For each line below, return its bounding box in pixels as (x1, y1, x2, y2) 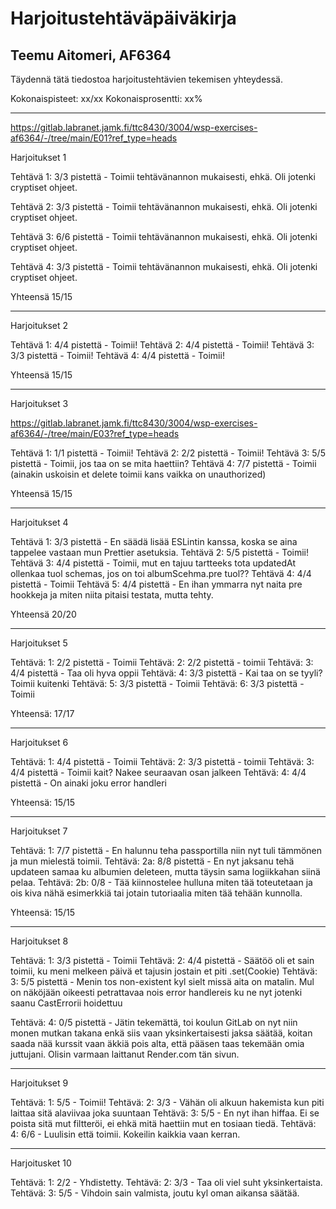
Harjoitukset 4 (10, 517, 69, 528)
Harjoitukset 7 (10, 825, 68, 837)
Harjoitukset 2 (10, 320, 69, 331)
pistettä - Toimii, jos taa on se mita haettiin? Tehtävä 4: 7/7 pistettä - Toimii (10, 458, 317, 469)
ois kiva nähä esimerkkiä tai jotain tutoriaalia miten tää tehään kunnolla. (10, 887, 303, 899)
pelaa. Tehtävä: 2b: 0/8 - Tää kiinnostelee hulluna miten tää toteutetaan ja (10, 877, 313, 888)
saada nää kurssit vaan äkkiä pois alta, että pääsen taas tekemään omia (10, 1038, 305, 1049)
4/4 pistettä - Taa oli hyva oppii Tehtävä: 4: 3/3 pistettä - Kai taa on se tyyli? (10, 667, 323, 679)
